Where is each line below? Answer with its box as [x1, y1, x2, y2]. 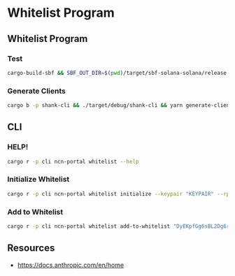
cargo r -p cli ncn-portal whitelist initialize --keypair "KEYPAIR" [7, 190, 215, 197]
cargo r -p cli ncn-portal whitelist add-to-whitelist [7, 222, 171, 230]
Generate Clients [7, 86, 66, 96]
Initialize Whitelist [7, 175, 70, 184]
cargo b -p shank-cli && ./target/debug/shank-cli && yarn [7, 102, 183, 109]
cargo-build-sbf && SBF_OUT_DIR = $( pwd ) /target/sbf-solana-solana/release [7, 69, 227, 76]
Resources [7, 242, 55, 254]
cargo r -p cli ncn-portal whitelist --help [7, 158, 139, 165]
